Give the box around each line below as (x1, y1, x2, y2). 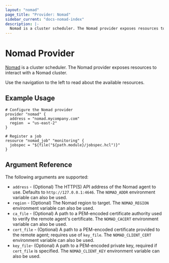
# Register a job (5, 134, 42, 139)
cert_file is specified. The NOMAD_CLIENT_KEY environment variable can (12, 247, 160, 254)
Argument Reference (5, 160, 72, 169)
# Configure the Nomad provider (5, 107, 73, 112)
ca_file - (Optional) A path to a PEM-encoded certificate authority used (12, 210, 162, 216)
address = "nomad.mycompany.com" (10, 116, 80, 121)
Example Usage (5, 94, 55, 103)
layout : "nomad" (5, 7, 39, 13)
